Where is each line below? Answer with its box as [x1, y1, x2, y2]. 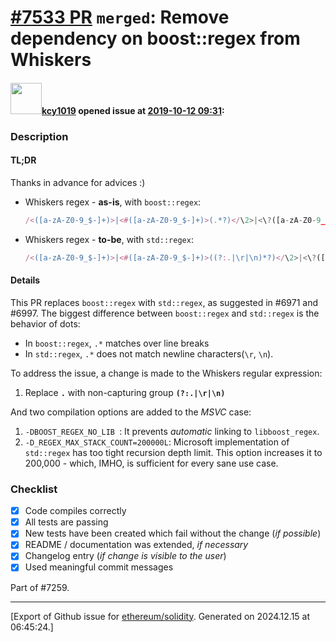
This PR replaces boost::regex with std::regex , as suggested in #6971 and [10, 296, 319, 308]
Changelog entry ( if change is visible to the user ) [24, 550, 227, 562]
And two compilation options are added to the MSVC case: [10, 406, 252, 418]
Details [10, 274, 41, 286]
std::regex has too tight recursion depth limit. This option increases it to [24, 446, 323, 458]
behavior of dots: [10, 317, 81, 330]
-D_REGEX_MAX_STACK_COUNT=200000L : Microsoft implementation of [24, 436, 290, 448]
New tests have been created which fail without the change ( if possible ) [24, 527, 322, 540]
